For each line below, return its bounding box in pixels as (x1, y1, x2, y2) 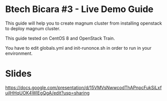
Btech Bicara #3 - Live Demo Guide (5, 4, 153, 15)
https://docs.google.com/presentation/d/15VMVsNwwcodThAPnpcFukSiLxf (5, 84, 162, 90)
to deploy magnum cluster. (5, 25, 60, 31)
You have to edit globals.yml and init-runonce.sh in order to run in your (5, 45, 152, 51)
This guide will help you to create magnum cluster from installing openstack (5, 20, 162, 26)
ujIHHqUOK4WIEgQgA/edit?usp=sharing (5, 89, 90, 96)
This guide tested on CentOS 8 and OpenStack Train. (5, 35, 115, 41)
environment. (5, 50, 33, 56)
